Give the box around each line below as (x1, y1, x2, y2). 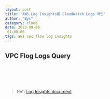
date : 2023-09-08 (5, 25, 40, 30)
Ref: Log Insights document (16, 88, 72, 94)
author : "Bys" (5, 16, 34, 21)
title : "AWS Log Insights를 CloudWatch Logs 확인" (5, 12, 106, 16)
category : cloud (5, 20, 38, 26)
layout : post (5, 7, 31, 12)
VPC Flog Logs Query (5, 52, 71, 60)
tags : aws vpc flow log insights (5, 34, 72, 39)
